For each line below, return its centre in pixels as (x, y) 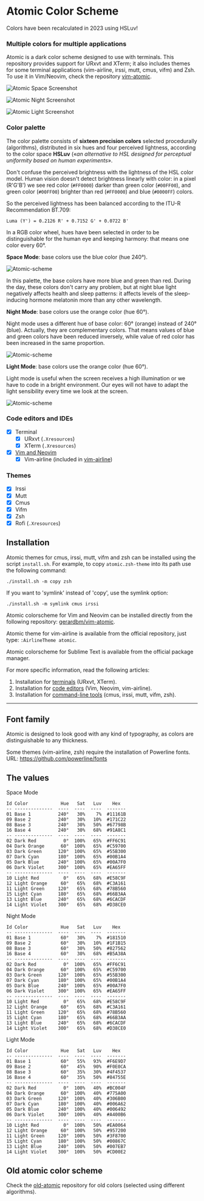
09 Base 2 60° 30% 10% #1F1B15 (66, 943)
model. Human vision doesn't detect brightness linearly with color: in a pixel (101, 178)
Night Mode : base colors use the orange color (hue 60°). (78, 312)
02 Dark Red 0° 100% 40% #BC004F (66, 1088)
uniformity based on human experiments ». (59, 160)
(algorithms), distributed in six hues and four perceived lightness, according (101, 147)
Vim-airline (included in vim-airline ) (68, 459)
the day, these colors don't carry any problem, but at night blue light (91, 287)
